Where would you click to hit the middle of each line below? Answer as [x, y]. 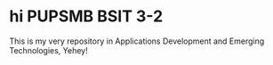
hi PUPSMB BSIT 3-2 [86, 16]
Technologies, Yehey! [48, 50]
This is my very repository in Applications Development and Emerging [137, 41]
